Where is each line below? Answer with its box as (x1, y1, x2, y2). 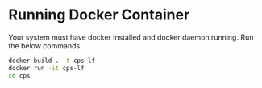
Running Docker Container (8, 6, 190, 24)
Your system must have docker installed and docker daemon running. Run (8, 32, 254, 42)
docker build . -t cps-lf (8, 57, 95, 65)
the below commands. (8, 40, 82, 50)
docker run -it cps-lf (8, 64, 85, 72)
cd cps (8, 71, 31, 80)
